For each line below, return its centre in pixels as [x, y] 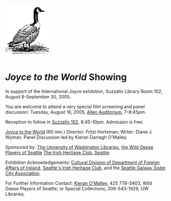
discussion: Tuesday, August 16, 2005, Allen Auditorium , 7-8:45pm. [76, 112]
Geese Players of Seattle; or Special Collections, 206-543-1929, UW [77, 188]
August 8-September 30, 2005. [38, 96]
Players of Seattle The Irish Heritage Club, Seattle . [58, 153]
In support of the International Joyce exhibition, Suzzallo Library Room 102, [84, 91]
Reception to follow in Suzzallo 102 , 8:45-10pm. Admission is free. [75, 122]
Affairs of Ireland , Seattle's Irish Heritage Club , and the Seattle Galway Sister [85, 168]
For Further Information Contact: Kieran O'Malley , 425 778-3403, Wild [79, 183]
